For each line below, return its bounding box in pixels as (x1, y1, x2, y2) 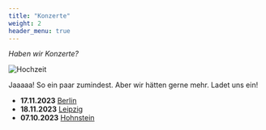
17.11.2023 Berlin (19, 96, 77, 106)
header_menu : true (8, 27, 71, 35)
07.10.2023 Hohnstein (19, 113, 95, 123)
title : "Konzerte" (8, 11, 71, 20)
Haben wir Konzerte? (8, 49, 79, 59)
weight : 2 (8, 19, 42, 27)
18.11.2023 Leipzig (19, 104, 84, 114)
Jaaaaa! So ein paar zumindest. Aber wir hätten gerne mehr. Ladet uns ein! (8, 80, 259, 90)
